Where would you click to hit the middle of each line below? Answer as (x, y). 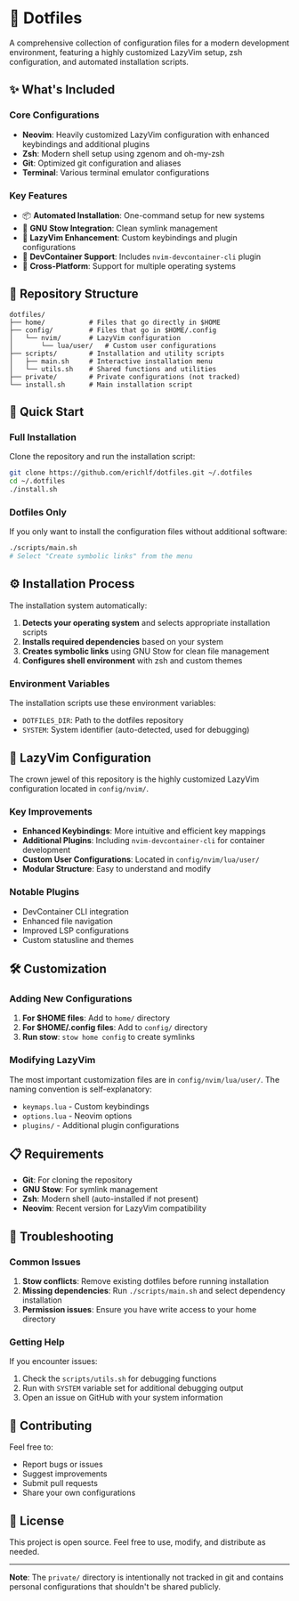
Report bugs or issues (63, 1465)
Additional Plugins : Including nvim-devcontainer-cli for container (143, 841)
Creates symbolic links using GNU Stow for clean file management (145, 651)
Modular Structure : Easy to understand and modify (117, 869)
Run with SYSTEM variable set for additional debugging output (133, 1388)
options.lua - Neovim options (77, 1116)
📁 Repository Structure (74, 294)
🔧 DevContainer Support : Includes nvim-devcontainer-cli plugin (141, 256)
